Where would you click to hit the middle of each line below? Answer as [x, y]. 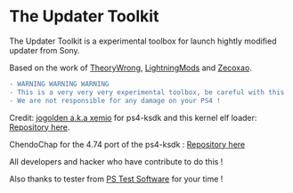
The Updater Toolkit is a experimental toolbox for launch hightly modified [143, 41]
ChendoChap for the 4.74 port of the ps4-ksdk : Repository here [127, 144]
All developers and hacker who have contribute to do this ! [116, 161]
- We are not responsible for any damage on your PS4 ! [115, 101]
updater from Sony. [45, 50]
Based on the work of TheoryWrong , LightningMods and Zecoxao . [130, 68]
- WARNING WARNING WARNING [59, 84]
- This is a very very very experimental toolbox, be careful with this [147, 92]
